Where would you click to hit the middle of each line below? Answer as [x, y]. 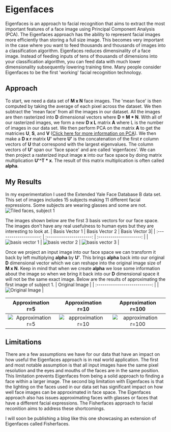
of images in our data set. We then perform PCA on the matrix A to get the [83, 128]
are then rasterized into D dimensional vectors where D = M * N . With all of [84, 117]
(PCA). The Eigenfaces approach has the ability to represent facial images [83, 34]
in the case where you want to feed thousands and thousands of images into [85, 45]
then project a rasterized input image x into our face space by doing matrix [84, 155]
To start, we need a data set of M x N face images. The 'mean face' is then [83, 101]
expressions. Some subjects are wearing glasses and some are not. [76, 205]
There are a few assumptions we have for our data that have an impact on [83, 354]
